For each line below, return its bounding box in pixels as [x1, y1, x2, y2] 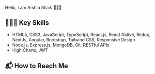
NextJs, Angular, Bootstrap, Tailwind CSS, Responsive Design [12, 37, 135, 42]
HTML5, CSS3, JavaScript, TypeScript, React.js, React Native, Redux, [12, 32, 151, 37]
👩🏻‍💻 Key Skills [5, 18, 49, 27]
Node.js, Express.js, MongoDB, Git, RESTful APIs [12, 42, 109, 48]
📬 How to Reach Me [5, 62, 68, 70]
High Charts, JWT [12, 47, 48, 53]
